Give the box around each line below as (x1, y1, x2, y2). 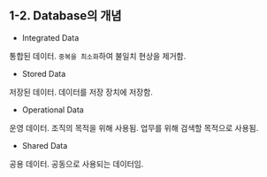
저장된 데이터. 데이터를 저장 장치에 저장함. (9, 87, 153, 97)
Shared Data (21, 140, 68, 150)
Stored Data (21, 68, 66, 79)
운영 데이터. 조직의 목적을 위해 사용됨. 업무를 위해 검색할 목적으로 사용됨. (9, 122, 259, 133)
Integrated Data (21, 32, 80, 42)
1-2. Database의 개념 (9, 8, 122, 24)
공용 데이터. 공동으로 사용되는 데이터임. (9, 158, 144, 169)
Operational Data (21, 104, 84, 115)
